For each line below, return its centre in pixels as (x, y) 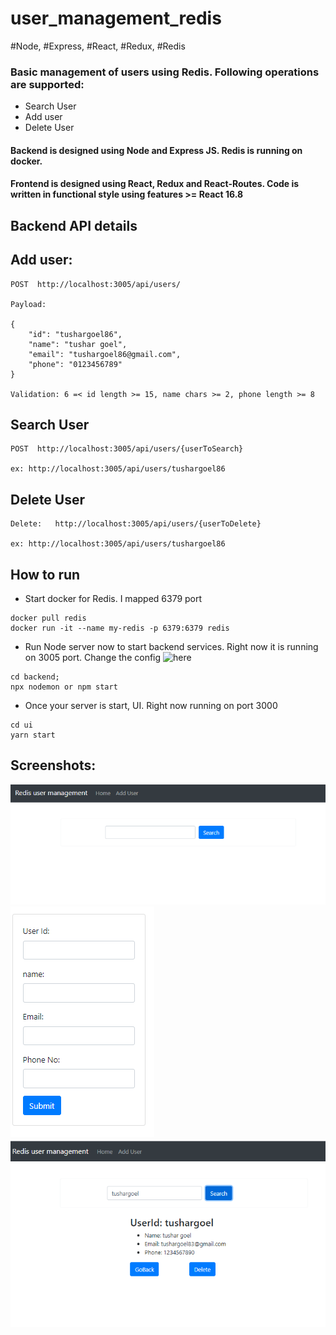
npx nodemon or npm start (64, 687)
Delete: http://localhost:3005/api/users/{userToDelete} (136, 524)
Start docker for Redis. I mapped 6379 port (113, 599)
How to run (45, 574)
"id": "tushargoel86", (75, 334)
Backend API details (74, 225)
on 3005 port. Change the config (93, 658)
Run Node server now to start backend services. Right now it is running (171, 647)
